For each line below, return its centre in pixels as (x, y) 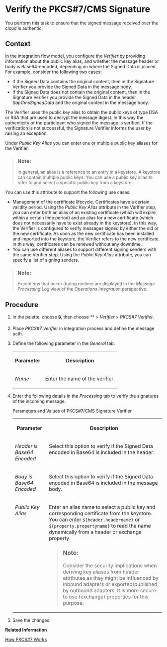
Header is (26, 446)
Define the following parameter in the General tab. (64, 343)
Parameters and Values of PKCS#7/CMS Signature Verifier (72, 411)
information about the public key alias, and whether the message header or (82, 61)
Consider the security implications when (110, 566)
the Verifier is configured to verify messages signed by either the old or (85, 228)
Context (18, 44)
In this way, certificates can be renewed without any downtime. (77, 244)
